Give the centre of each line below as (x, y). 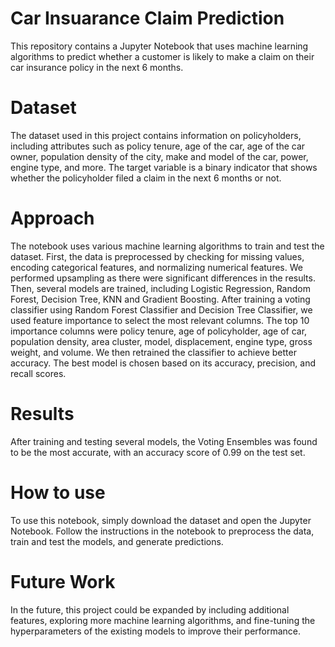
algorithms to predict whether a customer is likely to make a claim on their (162, 56)
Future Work (63, 581)
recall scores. (38, 373)
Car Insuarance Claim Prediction (147, 18)
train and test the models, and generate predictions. (117, 541)
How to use (58, 492)
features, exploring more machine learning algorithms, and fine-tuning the (163, 620)
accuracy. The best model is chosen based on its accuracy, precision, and (163, 363)
